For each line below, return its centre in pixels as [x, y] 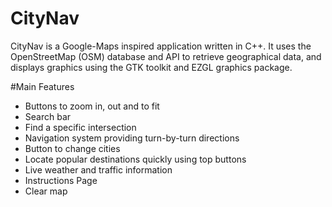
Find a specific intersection [80, 127]
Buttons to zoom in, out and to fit [92, 106]
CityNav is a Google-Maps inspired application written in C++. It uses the [161, 46]
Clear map [46, 191]
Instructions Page [61, 180]
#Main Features [42, 86]
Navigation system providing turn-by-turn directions [132, 138]
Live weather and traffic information [98, 169]
